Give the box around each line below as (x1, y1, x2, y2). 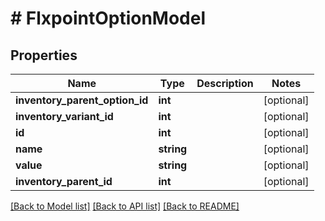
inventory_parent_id (15, 175, 113, 188)
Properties (10, 47, 78, 64)
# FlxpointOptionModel (10, 7, 207, 30)
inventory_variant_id (15, 110, 114, 123)
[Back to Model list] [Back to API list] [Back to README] (10, 200, 240, 212)
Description (196, 77, 254, 90)
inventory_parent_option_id (15, 93, 149, 107)
